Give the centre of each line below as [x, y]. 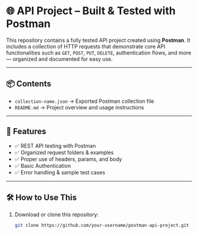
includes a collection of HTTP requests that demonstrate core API [86, 46]
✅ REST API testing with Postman [55, 145]
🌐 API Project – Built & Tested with [91, 11]
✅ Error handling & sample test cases [60, 172]
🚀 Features [26, 131]
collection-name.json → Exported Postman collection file [84, 101]
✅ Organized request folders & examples [64, 152]
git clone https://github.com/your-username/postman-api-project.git [102, 226]
